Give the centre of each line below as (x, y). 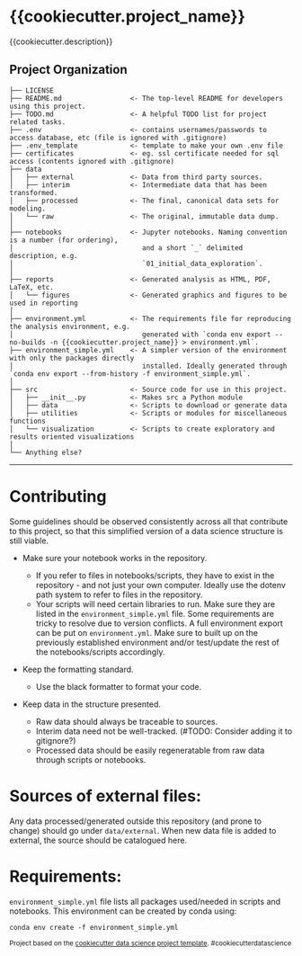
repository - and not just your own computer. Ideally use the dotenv (160, 585)
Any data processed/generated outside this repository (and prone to (136, 821)
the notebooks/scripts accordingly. (100, 652)
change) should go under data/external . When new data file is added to (143, 830)
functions (28, 421)
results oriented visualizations (72, 437)
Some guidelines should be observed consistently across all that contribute (149, 521)
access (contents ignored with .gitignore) (92, 161)
